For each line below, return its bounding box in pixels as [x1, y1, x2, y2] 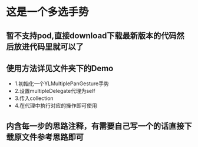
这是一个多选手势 [6, 5, 90, 19]
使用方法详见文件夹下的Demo [6, 63, 114, 73]
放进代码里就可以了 [14, 42, 84, 52]
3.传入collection [14, 95, 54, 102]
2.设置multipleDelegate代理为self [14, 88, 95, 95]
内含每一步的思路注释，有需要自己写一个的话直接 [6, 121, 184, 131]
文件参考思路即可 [21, 132, 84, 142]
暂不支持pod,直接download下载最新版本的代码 [6, 31, 177, 41]
